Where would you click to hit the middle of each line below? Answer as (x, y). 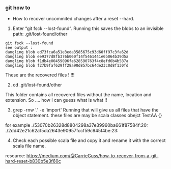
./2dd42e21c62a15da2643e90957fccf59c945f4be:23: (62, 131)
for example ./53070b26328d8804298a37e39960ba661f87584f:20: (77, 125)
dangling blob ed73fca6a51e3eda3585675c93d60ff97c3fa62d (67, 52)
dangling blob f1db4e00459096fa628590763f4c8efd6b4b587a (67, 61)
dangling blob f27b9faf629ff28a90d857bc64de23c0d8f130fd (67, 66)
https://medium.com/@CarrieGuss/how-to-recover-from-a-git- (92, 156)
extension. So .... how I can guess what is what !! (56, 100)
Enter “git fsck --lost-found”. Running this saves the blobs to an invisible (88, 29)
